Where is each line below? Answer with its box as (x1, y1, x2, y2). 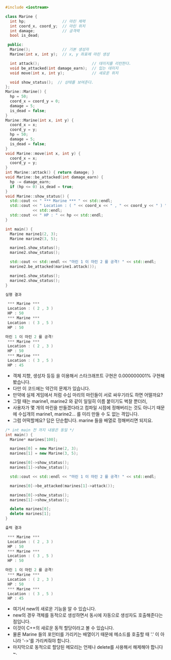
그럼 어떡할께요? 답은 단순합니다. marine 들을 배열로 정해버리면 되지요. (12, 417, 153, 423)
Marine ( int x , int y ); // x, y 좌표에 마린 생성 (10, 52, 110, 57)
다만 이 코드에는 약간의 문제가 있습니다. (12, 385, 91, 391)
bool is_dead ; (10, 33, 40, 38)
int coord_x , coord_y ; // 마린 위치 (10, 23, 85, 29)
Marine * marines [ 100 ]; (10, 437, 58, 442)
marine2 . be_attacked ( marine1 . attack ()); (10, 264, 97, 269)
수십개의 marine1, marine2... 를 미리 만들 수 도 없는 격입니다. (18, 411, 139, 417)
